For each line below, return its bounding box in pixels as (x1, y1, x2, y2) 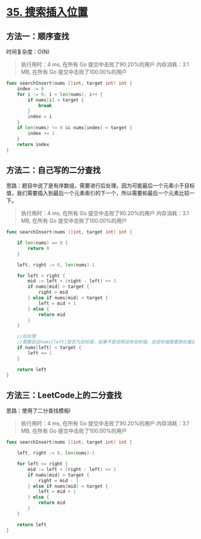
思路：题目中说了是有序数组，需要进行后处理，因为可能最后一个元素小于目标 (6, 182, 195, 189)
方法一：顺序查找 (6, 31, 69, 41)
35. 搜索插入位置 (6, 5, 88, 19)
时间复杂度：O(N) (6, 48, 50, 55)
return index (17, 141, 50, 147)
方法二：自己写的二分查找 (6, 165, 100, 175)
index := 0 (17, 86, 44, 92)
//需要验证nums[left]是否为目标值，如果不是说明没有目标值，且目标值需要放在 (17, 339, 187, 345)
